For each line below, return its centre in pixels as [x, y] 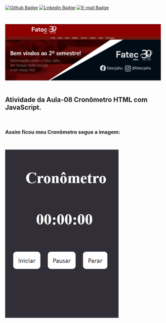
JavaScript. [23, 107]
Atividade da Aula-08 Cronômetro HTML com [76, 100]
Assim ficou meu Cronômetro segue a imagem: [63, 132]
